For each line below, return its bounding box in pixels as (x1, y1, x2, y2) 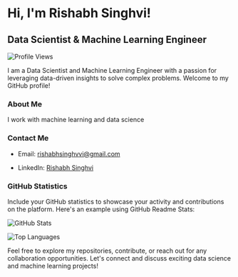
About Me (7, 99, 43, 109)
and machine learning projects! (7, 261, 98, 270)
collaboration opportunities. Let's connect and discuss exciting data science (7, 253, 232, 262)
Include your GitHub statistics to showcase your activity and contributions (7, 197, 224, 206)
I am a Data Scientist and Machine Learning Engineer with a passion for (7, 66, 217, 74)
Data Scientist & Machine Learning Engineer (7, 34, 207, 46)
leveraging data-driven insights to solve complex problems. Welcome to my (7, 74, 229, 82)
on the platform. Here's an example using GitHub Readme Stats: (7, 205, 195, 213)
